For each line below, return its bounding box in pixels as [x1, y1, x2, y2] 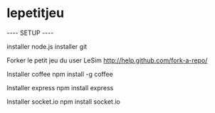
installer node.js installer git [6, 42, 88, 50]
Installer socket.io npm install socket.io [6, 97, 120, 106]
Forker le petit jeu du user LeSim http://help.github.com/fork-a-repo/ [6, 55, 208, 65]
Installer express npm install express [6, 83, 114, 92]
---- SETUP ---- [6, 28, 54, 37]
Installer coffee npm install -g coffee [6, 70, 113, 78]
